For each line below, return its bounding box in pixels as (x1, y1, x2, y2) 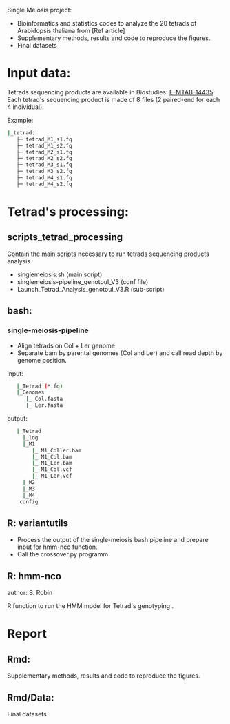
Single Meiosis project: (7, 6, 72, 14)
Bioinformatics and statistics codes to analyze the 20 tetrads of (17, 19, 197, 27)
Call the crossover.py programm (17, 550, 109, 559)
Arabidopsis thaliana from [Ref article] (17, 27, 125, 34)
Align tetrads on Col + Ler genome (17, 341, 116, 350)
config (19, 498, 39, 505)
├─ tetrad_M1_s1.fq (16, 136, 72, 143)
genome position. (17, 356, 67, 364)
